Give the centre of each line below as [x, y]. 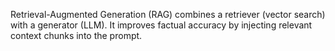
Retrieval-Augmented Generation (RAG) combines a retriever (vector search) [168, 14]
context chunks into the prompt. [76, 35]
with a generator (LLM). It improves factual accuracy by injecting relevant [161, 25]
